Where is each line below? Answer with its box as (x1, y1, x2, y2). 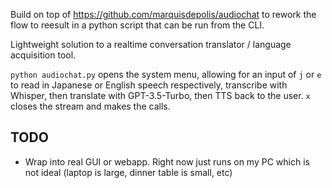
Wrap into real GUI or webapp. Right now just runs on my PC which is (24, 155, 310, 168)
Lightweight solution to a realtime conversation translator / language (10, 39, 292, 50)
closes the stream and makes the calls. (10, 100, 171, 112)
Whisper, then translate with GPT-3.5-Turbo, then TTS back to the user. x (10, 90, 311, 101)
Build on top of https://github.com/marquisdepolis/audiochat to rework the (10, 9, 317, 20)
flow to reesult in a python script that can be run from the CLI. (10, 19, 265, 31)
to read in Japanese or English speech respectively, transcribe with (10, 79, 288, 91)
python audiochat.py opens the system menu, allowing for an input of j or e (10, 69, 322, 80)
